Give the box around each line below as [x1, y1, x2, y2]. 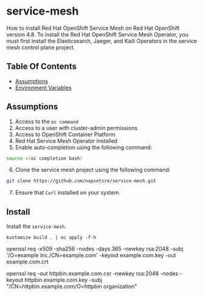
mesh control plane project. [6, 44, 75, 51]
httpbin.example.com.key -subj [24, 277, 102, 284]
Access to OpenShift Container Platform [15, 131, 115, 138]
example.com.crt [6, 258, 49, 266]
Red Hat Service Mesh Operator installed [15, 137, 118, 144]
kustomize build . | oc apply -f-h [6, 235, 97, 241]
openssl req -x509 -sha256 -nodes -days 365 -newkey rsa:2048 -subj [6, 245, 184, 253]
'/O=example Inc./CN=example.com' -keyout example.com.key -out [6, 252, 176, 259]
